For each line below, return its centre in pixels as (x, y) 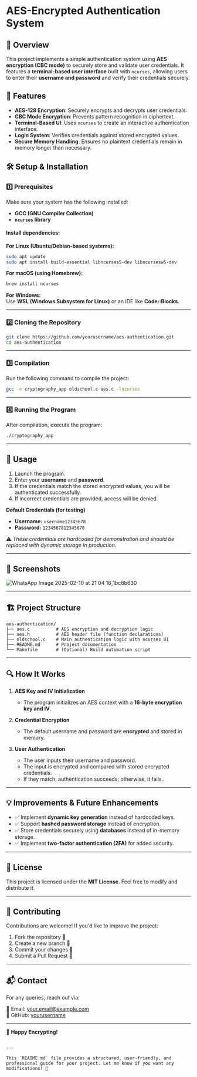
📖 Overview (28, 45)
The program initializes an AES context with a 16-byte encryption (103, 702)
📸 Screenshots (33, 569)
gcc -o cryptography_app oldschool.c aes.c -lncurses (73, 389)
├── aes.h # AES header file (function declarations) (85, 635)
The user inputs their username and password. (80, 760)
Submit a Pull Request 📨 (43, 956)
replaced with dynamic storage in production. (61, 545)
